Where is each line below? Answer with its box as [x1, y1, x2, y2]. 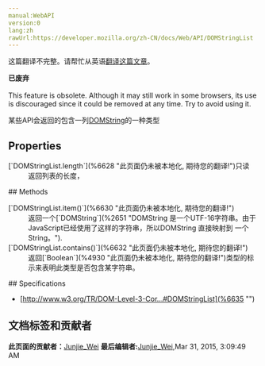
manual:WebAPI [8, 11, 56, 20]
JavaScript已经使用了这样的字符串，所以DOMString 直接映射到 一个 [28, 223, 249, 233]
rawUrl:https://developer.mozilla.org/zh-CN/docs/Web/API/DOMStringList [8, 33, 254, 42]
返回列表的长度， [28, 171, 84, 181]
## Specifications [8, 279, 66, 288]
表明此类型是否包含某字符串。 [41, 263, 140, 272]
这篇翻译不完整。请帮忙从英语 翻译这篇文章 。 [8, 56, 155, 66]
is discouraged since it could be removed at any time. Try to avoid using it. [8, 99, 252, 109]
